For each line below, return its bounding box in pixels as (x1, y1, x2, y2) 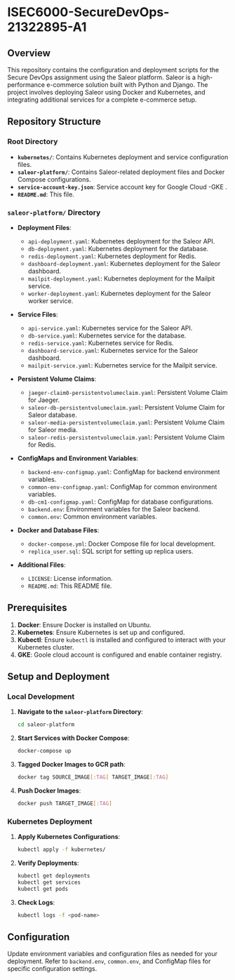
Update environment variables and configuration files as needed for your (7, 950, 217, 958)
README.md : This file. (17, 190, 75, 199)
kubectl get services (17, 879, 81, 886)
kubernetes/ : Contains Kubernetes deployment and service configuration (17, 152, 229, 161)
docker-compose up (17, 748, 72, 755)
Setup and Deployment (7, 671, 110, 683)
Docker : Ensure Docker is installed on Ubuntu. (17, 620, 152, 629)
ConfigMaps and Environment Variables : (17, 454, 139, 462)
